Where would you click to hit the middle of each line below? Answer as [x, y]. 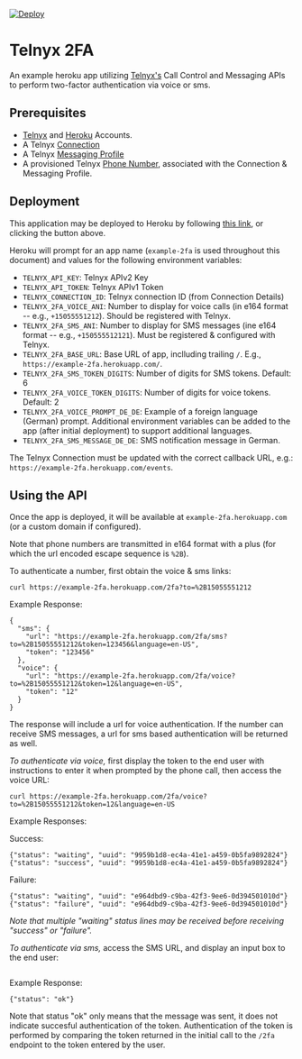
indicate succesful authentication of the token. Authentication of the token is [151, 1026]
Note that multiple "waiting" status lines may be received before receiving [146, 921]
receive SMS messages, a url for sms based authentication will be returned [149, 734]
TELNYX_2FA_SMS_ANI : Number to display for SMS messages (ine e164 [149, 325]
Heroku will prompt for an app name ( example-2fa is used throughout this [145, 250]
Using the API [48, 495]
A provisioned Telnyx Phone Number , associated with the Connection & [155, 163]
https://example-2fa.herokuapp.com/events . [92, 467]
